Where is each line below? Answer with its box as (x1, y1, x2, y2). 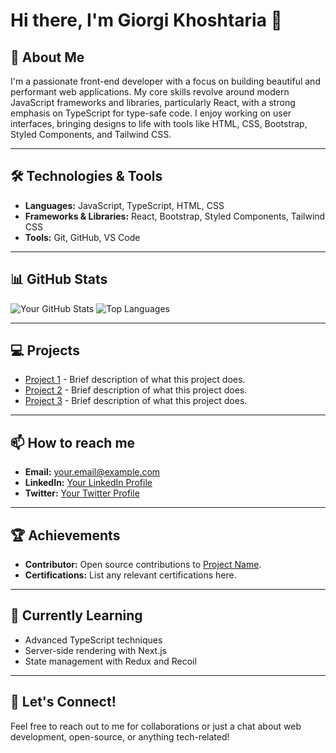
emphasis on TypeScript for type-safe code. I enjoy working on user (10, 107, 292, 119)
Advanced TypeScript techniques (24, 634, 163, 646)
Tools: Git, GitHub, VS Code (24, 231, 141, 243)
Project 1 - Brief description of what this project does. (24, 374, 246, 386)
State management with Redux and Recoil (24, 655, 197, 667)
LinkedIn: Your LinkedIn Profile (24, 477, 153, 489)
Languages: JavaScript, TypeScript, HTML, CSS (24, 199, 225, 211)
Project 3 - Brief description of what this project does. (24, 395, 248, 407)
